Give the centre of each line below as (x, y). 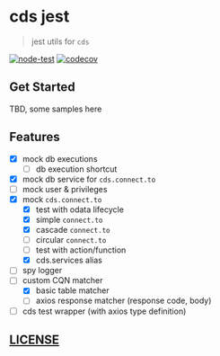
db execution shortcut (76, 169)
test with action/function (81, 250)
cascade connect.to (73, 230)
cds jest (40, 17)
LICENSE (35, 339)
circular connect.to (71, 240)
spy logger (42, 271)
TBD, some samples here (56, 109)
